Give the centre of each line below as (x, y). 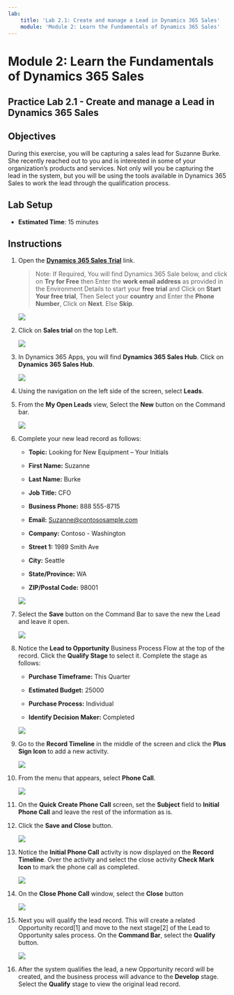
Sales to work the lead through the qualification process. (89, 183)
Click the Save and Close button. (65, 826)
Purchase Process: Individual (71, 704)
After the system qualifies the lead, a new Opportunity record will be (116, 969)
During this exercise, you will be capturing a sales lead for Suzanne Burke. (115, 153)
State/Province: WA (57, 574)
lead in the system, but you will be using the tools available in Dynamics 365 (117, 175)
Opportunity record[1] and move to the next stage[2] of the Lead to (114, 928)
